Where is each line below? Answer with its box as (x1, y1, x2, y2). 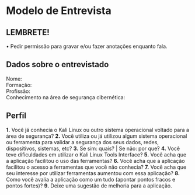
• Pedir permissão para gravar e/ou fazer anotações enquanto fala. (6, 43, 168, 50)
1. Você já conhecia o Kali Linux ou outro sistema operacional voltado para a (6, 126, 190, 133)
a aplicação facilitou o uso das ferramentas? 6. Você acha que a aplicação (6, 157, 185, 164)
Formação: (6, 81, 32, 88)
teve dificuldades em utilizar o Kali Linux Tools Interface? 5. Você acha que (6, 151, 187, 158)
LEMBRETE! (6, 27, 50, 37)
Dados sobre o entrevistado (6, 60, 109, 69)
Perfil (6, 111, 26, 121)
